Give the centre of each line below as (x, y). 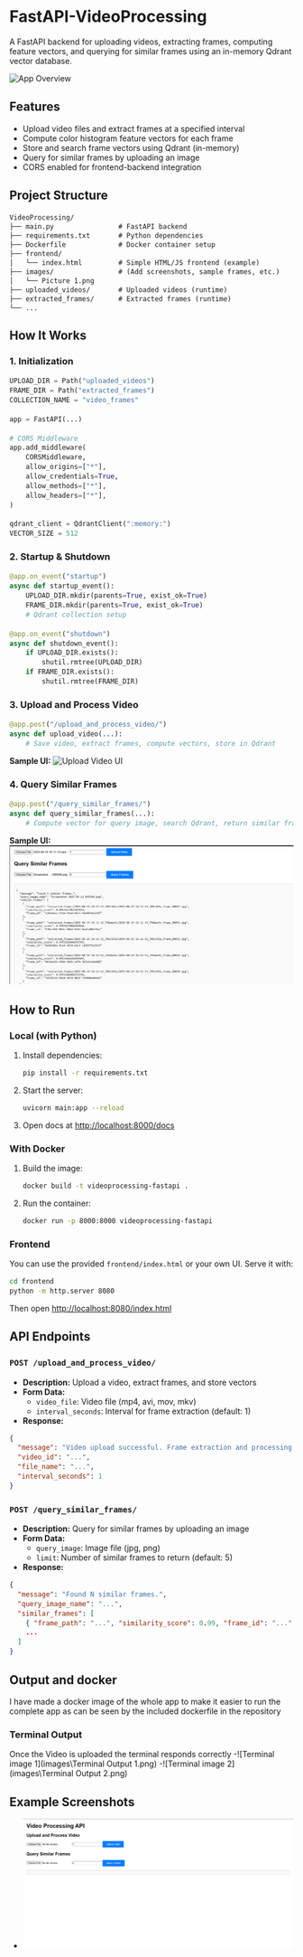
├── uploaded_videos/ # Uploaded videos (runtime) (119, 290)
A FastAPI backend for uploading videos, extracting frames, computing (141, 42)
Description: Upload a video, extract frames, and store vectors (139, 1382)
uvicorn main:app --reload (73, 1108)
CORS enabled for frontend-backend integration (112, 167)
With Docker (37, 1148)
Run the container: (57, 1203)
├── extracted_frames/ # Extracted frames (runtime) (120, 299)
